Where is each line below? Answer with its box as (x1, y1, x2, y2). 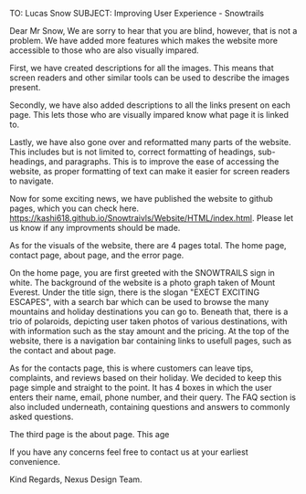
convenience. (9, 457, 61, 467)
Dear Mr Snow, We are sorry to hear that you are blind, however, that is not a (9, 26, 298, 36)
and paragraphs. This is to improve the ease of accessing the (48, 156, 280, 167)
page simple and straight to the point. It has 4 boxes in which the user (9, 383, 272, 393)
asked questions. (9, 411, 74, 422)
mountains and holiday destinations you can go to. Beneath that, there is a (9, 306, 289, 317)
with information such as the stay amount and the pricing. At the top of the (9, 326, 290, 336)
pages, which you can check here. (9, 203, 140, 214)
